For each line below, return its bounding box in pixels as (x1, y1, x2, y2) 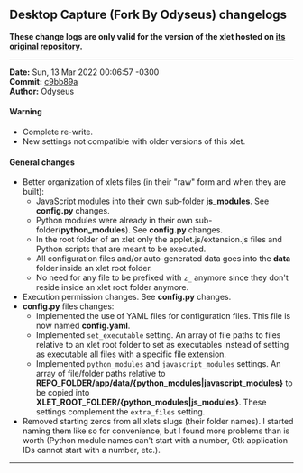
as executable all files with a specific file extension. (35, 349, 227, 359)
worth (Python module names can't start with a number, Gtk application (22, 435, 289, 446)
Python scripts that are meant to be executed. (35, 243, 207, 255)
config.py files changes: (22, 301, 115, 312)
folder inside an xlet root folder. (35, 263, 153, 274)
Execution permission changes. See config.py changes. (22, 292, 232, 303)
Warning (9, 106, 42, 117)
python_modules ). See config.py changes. (60, 224, 224, 235)
